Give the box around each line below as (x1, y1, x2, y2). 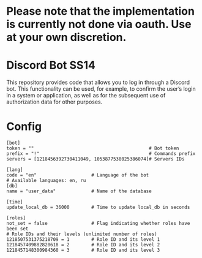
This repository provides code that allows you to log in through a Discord (6, 78, 190, 86)
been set (6, 226, 29, 232)
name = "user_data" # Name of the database (6, 188, 152, 194)
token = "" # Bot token (6, 145, 179, 151)
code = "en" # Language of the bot (6, 172, 149, 178)
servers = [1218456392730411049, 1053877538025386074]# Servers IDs (6, 156, 185, 162)
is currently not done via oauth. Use (6, 17, 192, 31)
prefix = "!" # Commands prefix (6, 151, 196, 157)
